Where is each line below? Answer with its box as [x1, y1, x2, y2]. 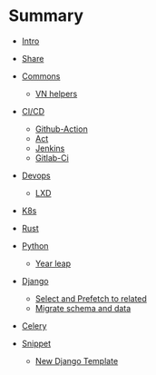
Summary [8, 5, 83, 26]
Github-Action [34, 123, 88, 134]
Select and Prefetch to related [34, 292, 147, 304]
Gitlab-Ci [34, 152, 69, 163]
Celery [21, 320, 47, 331]
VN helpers [34, 88, 78, 99]
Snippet [21, 338, 52, 349]
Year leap [34, 258, 72, 269]
